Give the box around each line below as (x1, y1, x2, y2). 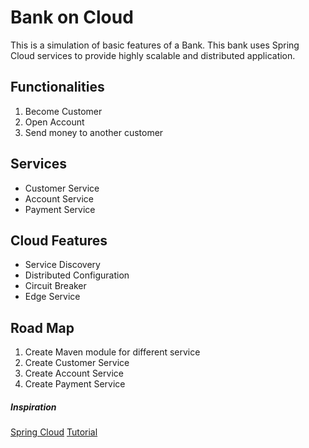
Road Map (10, 319, 75, 336)
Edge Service (24, 291, 81, 303)
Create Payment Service (24, 378, 126, 390)
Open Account (24, 116, 85, 128)
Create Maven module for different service (24, 346, 201, 358)
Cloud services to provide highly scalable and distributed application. (10, 49, 296, 61)
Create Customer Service (24, 357, 130, 369)
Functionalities (10, 79, 105, 96)
